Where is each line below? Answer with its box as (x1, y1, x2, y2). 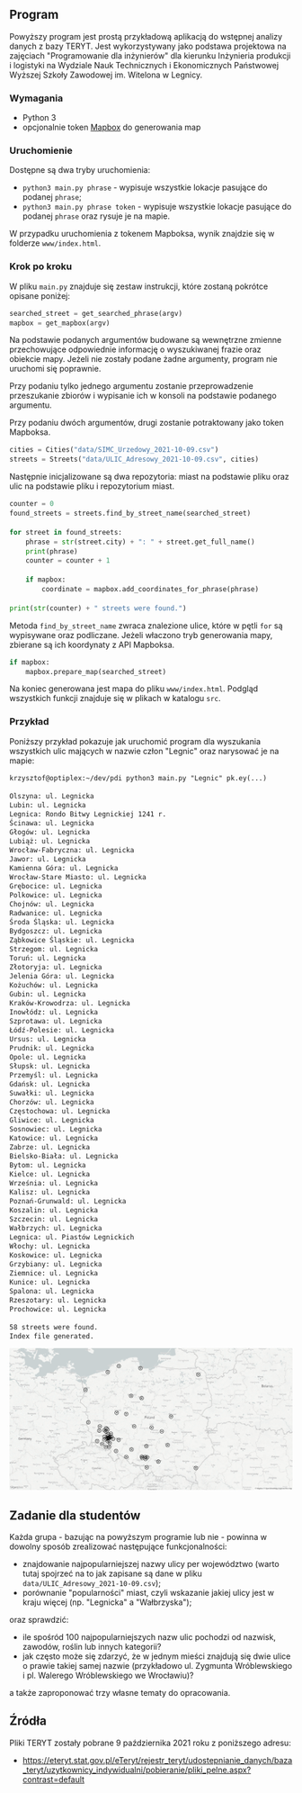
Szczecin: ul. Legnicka (9, 1214, 99, 1223)
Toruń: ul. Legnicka (9, 953, 87, 962)
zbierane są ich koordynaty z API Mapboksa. (9, 639, 175, 650)
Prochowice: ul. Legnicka (9, 1304, 106, 1313)
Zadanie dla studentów (9, 1508, 141, 1523)
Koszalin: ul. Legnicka (9, 1205, 99, 1214)
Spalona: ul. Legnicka (9, 1286, 94, 1295)
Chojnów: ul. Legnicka (9, 899, 94, 908)
